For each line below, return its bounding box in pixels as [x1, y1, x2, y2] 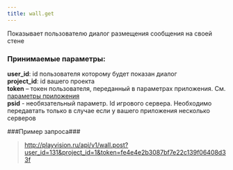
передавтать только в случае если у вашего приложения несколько [7, 106, 211, 114]
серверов [7, 114, 36, 122]
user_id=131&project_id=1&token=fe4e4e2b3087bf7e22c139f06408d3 [24, 148, 226, 156]
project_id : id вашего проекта [7, 77, 95, 85]
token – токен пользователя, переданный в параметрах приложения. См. [7, 84, 226, 92]
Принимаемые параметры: [7, 53, 106, 63]
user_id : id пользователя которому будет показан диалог [7, 69, 177, 78]
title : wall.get [7, 10, 54, 17]
